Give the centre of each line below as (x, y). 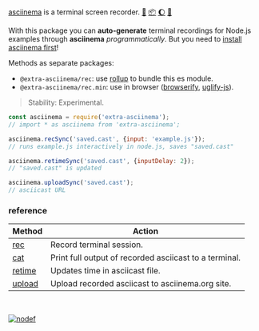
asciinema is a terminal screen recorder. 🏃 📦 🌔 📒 (90, 12)
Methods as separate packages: (61, 63)
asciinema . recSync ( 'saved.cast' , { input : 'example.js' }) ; (107, 139)
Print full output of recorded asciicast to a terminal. (146, 257)
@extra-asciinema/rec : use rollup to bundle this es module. (116, 78)
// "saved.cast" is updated (55, 168)
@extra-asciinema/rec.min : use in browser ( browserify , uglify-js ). (127, 87)
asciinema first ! (34, 48)
